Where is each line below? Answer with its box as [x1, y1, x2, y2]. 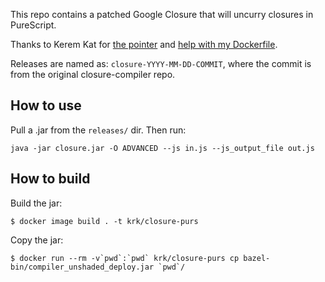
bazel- [243, 253, 271, 263]
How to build [10, 170, 91, 188]
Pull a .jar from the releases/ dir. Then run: [10, 124, 187, 136]
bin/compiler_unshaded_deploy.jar [10, 262, 155, 272]
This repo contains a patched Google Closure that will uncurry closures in [10, 9, 314, 20]
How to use [10, 97, 82, 114]
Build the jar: [10, 197, 63, 209]
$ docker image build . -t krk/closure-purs [10, 216, 199, 226]
